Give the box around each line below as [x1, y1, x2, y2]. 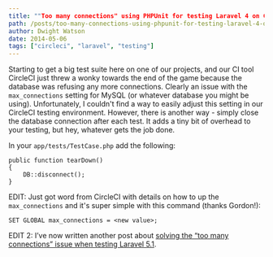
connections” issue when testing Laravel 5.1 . [8, 239, 157, 249]
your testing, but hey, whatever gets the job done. [8, 125, 175, 135]
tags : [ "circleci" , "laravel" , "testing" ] [8, 42, 154, 50]
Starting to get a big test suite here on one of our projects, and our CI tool [8, 64, 254, 74]
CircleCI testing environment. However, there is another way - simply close [8, 107, 259, 118]
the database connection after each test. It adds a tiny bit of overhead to [8, 116, 251, 126]
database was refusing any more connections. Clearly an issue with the [8, 82, 248, 92]
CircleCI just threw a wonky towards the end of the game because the [8, 73, 242, 83]
